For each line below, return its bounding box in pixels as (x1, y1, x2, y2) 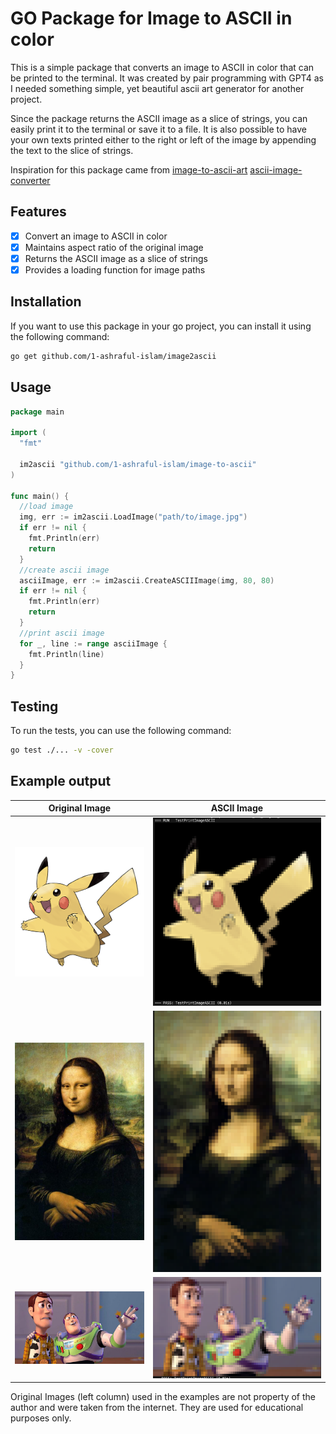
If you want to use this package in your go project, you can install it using (10, 320, 312, 332)
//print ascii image (19, 628, 105, 638)
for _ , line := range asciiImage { (19, 638, 168, 649)
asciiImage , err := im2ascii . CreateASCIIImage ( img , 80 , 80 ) (19, 575, 275, 586)
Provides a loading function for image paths (24, 263, 206, 276)
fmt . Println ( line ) (28, 649, 105, 659)
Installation (10, 293, 82, 311)
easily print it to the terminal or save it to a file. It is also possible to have (10, 123, 307, 135)
